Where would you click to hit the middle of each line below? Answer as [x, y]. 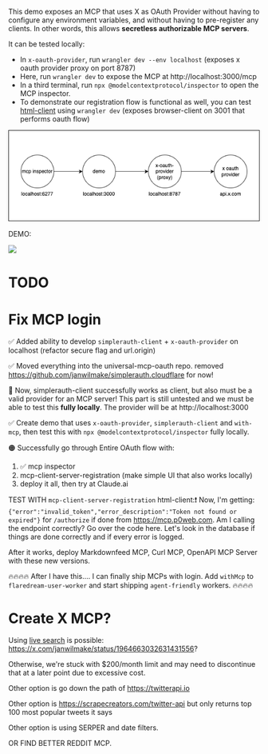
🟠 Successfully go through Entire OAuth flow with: [92, 448]
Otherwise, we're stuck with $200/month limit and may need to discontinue [132, 664]
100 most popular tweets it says [61, 712]
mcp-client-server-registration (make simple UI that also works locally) [136, 476]
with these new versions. [49, 561]
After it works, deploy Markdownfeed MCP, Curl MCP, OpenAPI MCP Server [133, 553]
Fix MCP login [55, 319]
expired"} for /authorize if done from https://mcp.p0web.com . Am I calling [132, 520]
